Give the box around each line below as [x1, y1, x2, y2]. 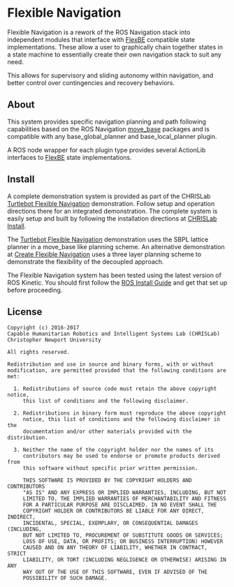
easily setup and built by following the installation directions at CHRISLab [7, 214, 217, 223]
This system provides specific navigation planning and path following [7, 117, 207, 126]
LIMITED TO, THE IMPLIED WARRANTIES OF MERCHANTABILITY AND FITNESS [22, 496, 227, 503]
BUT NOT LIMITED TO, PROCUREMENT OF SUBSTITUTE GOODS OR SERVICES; [22, 532, 224, 539]
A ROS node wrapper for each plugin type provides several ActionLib [7, 145, 206, 154]
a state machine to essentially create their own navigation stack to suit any [7, 50, 222, 59]
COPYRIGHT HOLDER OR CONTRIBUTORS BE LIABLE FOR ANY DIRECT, [22, 507, 205, 514]
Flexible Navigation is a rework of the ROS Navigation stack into [7, 28, 191, 36]
